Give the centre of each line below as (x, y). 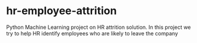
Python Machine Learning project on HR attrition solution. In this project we (98, 27)
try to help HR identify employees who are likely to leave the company (92, 33)
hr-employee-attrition (61, 11)
